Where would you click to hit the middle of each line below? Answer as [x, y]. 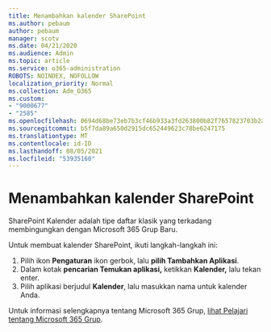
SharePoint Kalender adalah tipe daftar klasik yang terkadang [110, 221]
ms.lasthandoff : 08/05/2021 [56, 151]
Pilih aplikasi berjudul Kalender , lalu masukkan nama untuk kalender [133, 287]
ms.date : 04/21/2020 [43, 46]
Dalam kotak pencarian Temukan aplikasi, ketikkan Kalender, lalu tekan [140, 269]
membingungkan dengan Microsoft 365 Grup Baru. [93, 229]
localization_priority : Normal [61, 83]
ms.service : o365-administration [65, 69]
